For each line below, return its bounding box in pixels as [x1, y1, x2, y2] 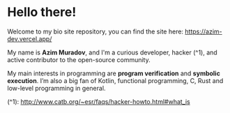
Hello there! [7, 4, 77, 20]
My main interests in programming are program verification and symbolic [7, 69, 221, 77]
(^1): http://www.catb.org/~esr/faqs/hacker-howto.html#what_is [7, 97, 190, 105]
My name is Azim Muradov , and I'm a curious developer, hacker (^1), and [7, 48, 217, 56]
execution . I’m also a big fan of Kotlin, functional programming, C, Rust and [7, 76, 224, 84]
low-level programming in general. [7, 84, 106, 92]
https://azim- [184, 27, 223, 36]
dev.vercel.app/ [7, 34, 52, 43]
